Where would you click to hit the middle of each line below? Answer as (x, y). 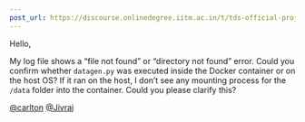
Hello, (20, 43)
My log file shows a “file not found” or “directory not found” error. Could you (152, 61)
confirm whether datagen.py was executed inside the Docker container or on (152, 70)
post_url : (28, 18)
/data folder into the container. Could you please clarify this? (123, 89)
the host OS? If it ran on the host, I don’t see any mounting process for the (148, 80)
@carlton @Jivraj (42, 107)
